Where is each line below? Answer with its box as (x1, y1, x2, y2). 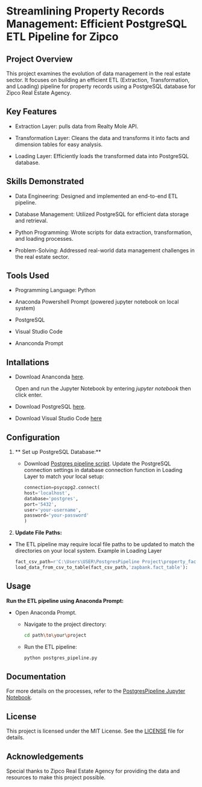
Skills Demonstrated (6, 176, 84, 186)
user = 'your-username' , (24, 507, 81, 513)
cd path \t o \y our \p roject (24, 632, 87, 638)
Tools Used (6, 270, 49, 281)
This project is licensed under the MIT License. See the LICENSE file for (6, 727, 185, 734)
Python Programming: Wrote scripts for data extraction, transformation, (14, 228, 193, 236)
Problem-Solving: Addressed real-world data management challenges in (14, 246, 195, 254)
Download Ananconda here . (14, 373, 84, 381)
